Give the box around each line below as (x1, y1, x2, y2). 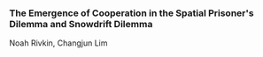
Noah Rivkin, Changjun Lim (9, 38, 108, 48)
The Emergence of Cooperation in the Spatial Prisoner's (9, 7, 254, 19)
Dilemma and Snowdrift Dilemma (9, 18, 153, 30)
